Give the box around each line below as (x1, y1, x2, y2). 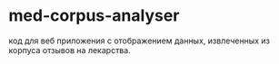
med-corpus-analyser (8, 5, 180, 26)
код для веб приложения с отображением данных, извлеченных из (8, 35, 270, 46)
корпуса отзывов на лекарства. (8, 44, 131, 55)
